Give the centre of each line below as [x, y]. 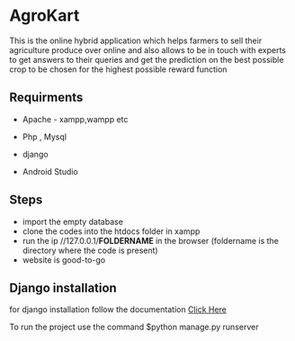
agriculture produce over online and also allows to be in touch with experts [147, 49]
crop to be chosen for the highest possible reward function [118, 69]
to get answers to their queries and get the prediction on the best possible [147, 59]
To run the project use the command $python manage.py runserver [134, 327]
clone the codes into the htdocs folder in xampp [111, 231]
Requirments [46, 98]
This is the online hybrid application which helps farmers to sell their [136, 40]
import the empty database [73, 221]
